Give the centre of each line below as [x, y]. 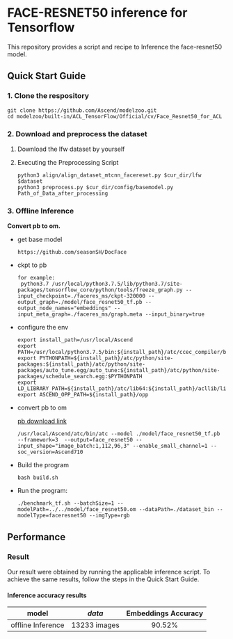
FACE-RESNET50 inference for [97, 13]
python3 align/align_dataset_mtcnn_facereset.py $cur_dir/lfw [109, 175]
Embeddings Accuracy [165, 613]
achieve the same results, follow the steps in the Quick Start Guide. [103, 579]
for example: [36, 278]
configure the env [43, 327]
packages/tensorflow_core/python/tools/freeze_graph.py [100, 290]
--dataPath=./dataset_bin [176, 510]
